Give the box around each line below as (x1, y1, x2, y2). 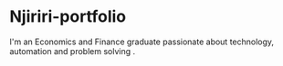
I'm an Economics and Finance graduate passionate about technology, (9, 36, 275, 47)
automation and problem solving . (9, 45, 135, 56)
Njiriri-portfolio (9, 6, 127, 27)
